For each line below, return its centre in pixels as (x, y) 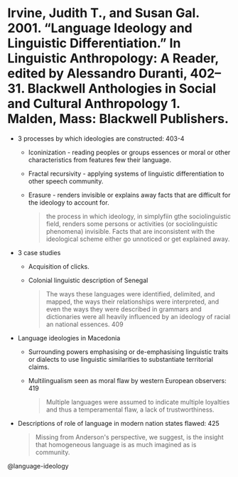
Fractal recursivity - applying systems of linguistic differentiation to (126, 173)
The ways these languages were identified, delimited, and (130, 294)
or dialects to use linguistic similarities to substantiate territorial (120, 359)
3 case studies (39, 252)
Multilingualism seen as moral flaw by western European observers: (127, 380)
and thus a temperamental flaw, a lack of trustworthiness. (130, 409)
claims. (39, 367)
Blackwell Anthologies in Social (122, 89)
